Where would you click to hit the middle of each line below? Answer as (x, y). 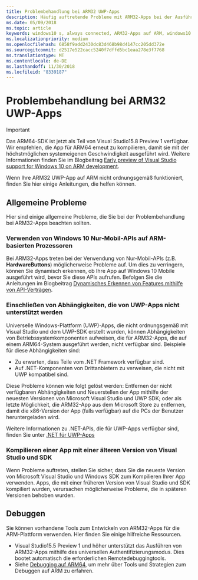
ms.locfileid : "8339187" (37, 72)
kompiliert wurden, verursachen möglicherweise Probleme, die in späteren (96, 489)
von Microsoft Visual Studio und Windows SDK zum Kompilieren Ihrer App (96, 476)
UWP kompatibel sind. (42, 374)
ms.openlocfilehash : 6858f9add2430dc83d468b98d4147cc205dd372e (85, 45)
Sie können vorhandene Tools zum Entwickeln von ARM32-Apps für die (93, 528)
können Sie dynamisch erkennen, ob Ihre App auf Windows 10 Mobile (90, 271)
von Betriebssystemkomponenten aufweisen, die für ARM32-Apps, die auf (96, 338)
